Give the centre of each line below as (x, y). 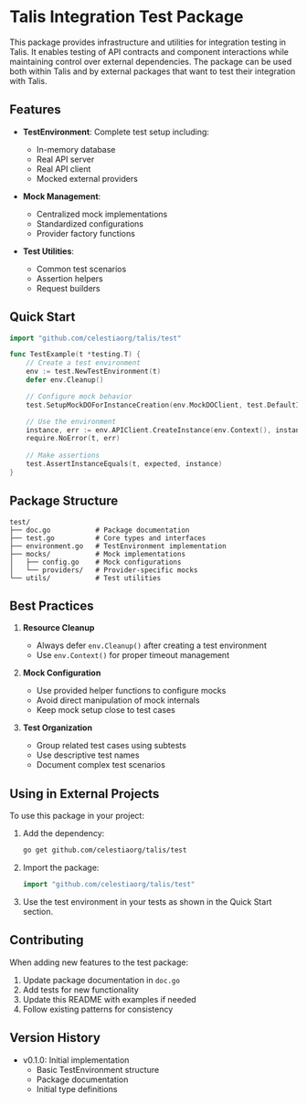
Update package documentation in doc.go (101, 980)
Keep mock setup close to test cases (106, 710)
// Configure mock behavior (79, 396)
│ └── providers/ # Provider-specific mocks (104, 570)
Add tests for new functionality (80, 990)
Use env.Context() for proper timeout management (133, 655)
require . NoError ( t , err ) (73, 439)
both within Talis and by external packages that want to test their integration (153, 71)
